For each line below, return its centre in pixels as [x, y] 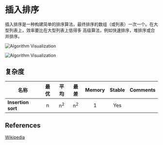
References [23, 125]
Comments [142, 90]
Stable [117, 90]
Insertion [18, 102]
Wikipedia [15, 137]
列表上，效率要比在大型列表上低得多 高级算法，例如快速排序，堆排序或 [80, 30]
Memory [95, 90]
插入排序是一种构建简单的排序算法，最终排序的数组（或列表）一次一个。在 [79, 24]
